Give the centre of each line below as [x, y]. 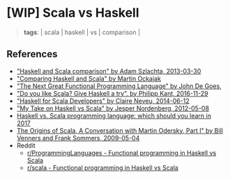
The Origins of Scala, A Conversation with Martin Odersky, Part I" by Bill [120, 130]
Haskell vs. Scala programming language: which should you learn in [114, 115]
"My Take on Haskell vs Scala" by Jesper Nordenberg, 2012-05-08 [113, 108]
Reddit [26, 145]
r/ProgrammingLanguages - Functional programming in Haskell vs [122, 152]
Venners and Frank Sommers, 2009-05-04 [78, 138]
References [32, 54]
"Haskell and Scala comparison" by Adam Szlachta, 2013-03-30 [109, 71]
